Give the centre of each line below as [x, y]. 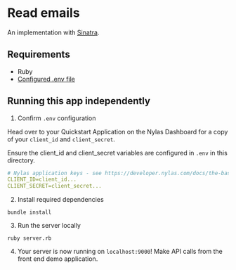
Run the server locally [49, 226]
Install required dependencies [60, 200]
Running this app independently [79, 101]
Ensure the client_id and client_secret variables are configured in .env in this [118, 153]
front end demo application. [58, 259]
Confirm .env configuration [57, 118]
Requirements [39, 54]
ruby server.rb [29, 238]
